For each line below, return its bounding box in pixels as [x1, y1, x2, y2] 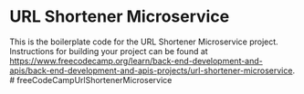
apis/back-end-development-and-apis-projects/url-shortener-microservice [9, 65, 293, 76]
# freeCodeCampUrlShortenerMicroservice [9, 74, 173, 85]
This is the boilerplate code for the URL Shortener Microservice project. [9, 36, 278, 47]
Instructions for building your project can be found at [9, 45, 208, 56]
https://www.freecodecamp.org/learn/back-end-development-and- [9, 55, 263, 66]
